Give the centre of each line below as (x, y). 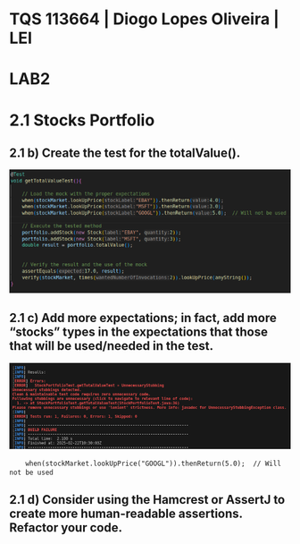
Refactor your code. (66, 528)
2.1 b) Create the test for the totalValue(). (125, 153)
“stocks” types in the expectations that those (138, 332)
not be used (31, 473)
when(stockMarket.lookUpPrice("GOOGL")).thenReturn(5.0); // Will (153, 464)
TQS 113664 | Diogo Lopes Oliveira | (144, 19)
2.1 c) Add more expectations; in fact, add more (143, 318)
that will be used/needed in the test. (112, 346)
